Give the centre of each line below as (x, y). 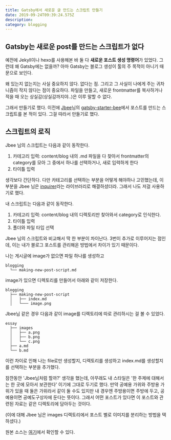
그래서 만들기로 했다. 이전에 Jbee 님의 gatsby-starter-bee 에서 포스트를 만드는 (83, 108)
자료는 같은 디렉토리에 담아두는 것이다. (53, 403)
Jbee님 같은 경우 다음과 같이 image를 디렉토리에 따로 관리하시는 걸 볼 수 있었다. (85, 313)
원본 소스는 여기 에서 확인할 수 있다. (40, 432)
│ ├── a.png (25, 332)
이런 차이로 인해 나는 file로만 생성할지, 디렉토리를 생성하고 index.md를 (76, 360)
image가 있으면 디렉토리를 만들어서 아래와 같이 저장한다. (62, 280)
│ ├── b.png (25, 337)
